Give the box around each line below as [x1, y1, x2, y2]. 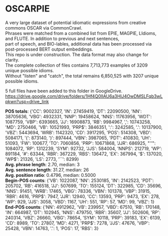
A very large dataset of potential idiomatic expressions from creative [5, 20, 146, 26]
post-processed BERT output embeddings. [5, 46, 93, 52]
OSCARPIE [5, 3, 50, 15]
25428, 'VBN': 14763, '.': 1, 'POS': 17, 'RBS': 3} [5, 225, 99, 231]
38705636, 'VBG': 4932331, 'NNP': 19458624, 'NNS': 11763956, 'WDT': [5, 113, 152, 119]
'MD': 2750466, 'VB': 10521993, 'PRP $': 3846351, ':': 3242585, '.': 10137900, [5, 124, 162, 130]
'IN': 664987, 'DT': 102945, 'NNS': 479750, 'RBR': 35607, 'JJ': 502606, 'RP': [5, 209, 161, 215]
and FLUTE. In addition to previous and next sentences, [5, 36, 119, 42]
